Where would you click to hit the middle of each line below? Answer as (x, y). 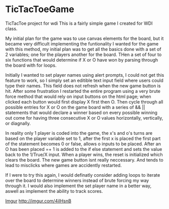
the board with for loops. (31, 65)
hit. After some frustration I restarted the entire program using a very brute (83, 91)
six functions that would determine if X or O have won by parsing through (82, 60)
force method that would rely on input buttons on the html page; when (78, 96)
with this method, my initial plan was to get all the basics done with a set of (83, 49)
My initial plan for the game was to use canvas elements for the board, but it (85, 38)
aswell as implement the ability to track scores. (54, 191)
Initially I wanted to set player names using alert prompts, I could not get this (85, 75)
